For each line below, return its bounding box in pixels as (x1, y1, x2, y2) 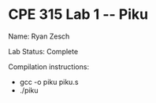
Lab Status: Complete (8, 46, 79, 56)
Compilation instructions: (8, 61, 89, 72)
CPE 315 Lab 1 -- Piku (8, 6, 148, 24)
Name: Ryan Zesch (8, 31, 70, 41)
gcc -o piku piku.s (19, 77, 79, 86)
